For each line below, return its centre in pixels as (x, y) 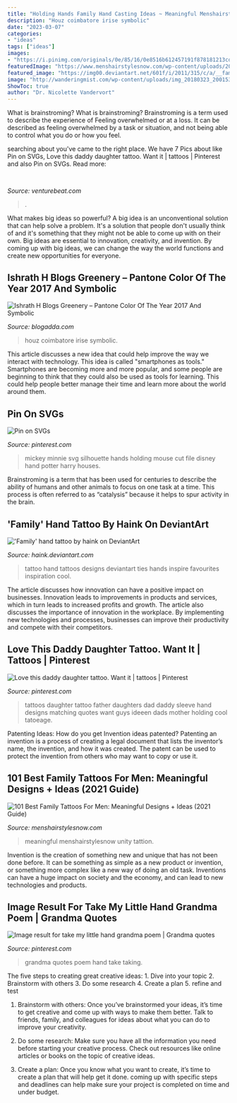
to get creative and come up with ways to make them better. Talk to (115, 1012)
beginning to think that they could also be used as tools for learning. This (113, 377)
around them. (27, 392)
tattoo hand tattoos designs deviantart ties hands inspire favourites (122, 568)
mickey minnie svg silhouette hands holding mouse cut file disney (120, 458)
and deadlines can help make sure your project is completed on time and (123, 1085)
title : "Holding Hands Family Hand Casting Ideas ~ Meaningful (102, 14)
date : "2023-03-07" (36, 27)
